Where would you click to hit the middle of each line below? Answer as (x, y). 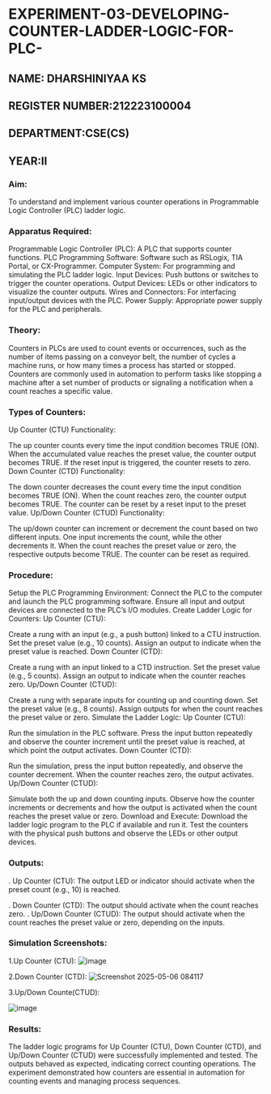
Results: (25, 1028)
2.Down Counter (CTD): (48, 976)
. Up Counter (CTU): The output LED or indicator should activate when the (131, 881)
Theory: (25, 331)
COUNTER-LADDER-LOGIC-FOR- (121, 31)
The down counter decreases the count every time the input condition (125, 486)
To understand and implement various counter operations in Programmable (133, 202)
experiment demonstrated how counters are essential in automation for (127, 1073)
